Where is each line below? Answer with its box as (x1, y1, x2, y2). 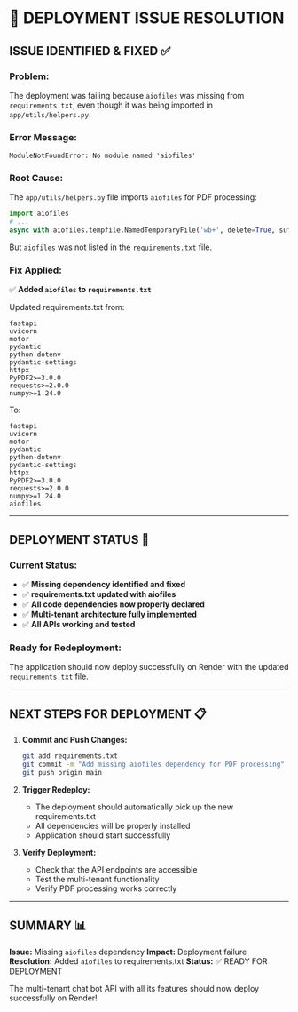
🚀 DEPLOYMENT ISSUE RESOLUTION (9, 8, 285, 28)
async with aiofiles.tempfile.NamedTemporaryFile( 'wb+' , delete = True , (9, 226, 276, 235)
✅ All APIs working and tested (21, 619, 136, 630)
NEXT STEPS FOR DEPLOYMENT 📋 (9, 706, 207, 721)
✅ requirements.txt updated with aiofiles (21, 589, 176, 600)
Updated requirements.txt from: (9, 302, 125, 313)
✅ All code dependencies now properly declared (21, 599, 206, 610)
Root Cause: (9, 172, 64, 185)
